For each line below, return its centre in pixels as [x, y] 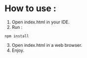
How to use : [30, 9]
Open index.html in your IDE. [41, 22]
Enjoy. [18, 50]
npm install [17, 36]
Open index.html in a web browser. [47, 45]
